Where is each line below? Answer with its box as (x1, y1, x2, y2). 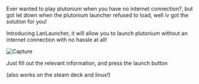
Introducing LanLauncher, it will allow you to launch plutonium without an (6, 30, 188, 37)
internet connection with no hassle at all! (6, 36, 108, 43)
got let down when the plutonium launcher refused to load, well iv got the (6, 11, 189, 19)
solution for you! (6, 18, 47, 25)
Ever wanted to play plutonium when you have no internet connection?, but (6, 5, 194, 12)
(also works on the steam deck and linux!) (6, 71, 111, 78)
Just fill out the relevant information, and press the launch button (6, 60, 168, 66)
